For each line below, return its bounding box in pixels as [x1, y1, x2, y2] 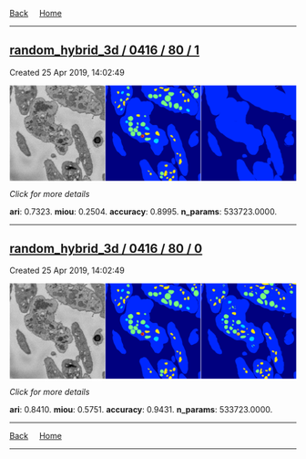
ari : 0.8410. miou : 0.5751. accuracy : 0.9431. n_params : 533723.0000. [9, 404, 273, 415]
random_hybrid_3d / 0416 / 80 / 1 [9, 43, 200, 58]
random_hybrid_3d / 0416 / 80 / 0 [9, 241, 203, 256]
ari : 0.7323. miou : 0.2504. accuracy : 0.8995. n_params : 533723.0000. [9, 205, 278, 217]
